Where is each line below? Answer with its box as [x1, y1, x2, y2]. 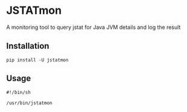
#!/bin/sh [6, 89, 31, 95]
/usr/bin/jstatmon [6, 100, 52, 106]
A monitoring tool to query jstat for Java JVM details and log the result [6, 23, 181, 31]
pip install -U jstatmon [6, 57, 69, 63]
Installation [6, 41, 49, 51]
